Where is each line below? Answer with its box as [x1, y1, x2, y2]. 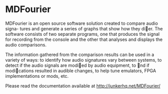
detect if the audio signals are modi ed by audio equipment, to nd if [5, 62, 150, 68]
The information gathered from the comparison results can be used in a [5, 52, 154, 58]
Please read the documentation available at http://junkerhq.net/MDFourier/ [5, 82, 161, 89]
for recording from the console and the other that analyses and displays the [5, 36, 163, 42]
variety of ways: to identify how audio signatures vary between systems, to [5, 57, 162, 63]
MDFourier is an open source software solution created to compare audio [5, 20, 158, 26]
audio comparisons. [5, 41, 47, 48]
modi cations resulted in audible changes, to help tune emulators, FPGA [5, 67, 156, 74]
